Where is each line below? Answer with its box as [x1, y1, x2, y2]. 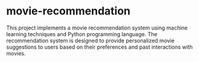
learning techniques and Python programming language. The [6, 30, 158, 37]
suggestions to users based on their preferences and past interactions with [6, 43, 193, 51]
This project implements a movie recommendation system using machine [6, 24, 188, 31]
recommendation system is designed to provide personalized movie [6, 37, 175, 44]
